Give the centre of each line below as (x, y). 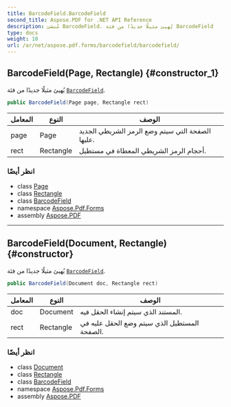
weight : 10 (23, 39)
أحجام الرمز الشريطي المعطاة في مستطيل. (142, 151)
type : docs (23, 33)
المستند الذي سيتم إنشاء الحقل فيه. (131, 311)
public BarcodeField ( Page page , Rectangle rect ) (78, 102)
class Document (40, 367)
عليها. (87, 140)
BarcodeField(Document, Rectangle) (87, 244)
